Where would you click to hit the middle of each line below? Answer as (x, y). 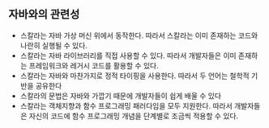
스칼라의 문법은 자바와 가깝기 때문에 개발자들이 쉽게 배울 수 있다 (120, 96)
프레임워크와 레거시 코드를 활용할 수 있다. (94, 65)
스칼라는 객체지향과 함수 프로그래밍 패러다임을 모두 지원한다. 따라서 (126, 105)
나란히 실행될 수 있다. (53, 45)
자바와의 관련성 (44, 14)
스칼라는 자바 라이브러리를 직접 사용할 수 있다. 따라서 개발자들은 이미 (128, 56)
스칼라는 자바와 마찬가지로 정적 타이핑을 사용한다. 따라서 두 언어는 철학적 (134, 76)
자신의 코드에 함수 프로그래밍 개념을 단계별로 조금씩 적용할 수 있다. (134, 116)
